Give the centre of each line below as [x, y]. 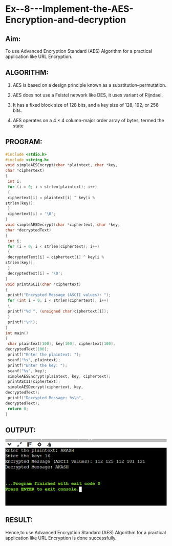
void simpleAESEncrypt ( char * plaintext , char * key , [61, 165]
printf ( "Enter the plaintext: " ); [44, 355]
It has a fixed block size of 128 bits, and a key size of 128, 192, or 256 [85, 105]
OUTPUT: [20, 430]
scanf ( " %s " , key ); [27, 371]
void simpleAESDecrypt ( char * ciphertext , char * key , [63, 225]
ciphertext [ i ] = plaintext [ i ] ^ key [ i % [51, 198]
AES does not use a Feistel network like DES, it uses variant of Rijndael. [88, 95]
